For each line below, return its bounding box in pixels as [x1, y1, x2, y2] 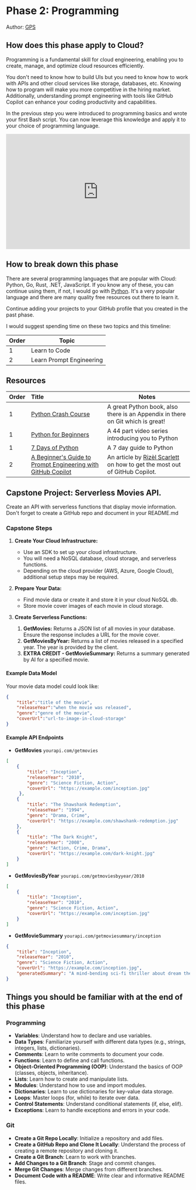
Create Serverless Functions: [14, 614, 87, 621]
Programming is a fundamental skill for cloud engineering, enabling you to [6, 56, 184, 63]
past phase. [6, 311, 34, 318]
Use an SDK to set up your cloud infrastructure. [23, 549, 138, 556]
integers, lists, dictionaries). [14, 1044, 82, 1051]
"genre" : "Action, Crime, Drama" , [27, 845, 111, 851]
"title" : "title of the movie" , [16, 699, 93, 706]
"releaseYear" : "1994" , [27, 807, 85, 813]
